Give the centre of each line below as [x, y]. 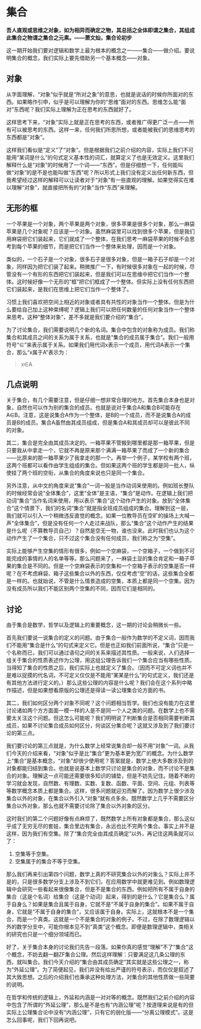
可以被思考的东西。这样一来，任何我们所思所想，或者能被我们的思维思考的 [103, 129]
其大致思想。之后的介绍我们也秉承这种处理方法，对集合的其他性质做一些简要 [100, 977]
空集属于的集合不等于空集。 [49, 861]
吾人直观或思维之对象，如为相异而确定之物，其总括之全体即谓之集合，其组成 [100, 30]
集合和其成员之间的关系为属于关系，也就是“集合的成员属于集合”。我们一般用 [100, 337]
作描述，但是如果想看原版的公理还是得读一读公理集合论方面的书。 [87, 690]
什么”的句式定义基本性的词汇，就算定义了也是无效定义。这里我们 [115, 157]
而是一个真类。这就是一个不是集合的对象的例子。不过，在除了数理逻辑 [103, 919]
